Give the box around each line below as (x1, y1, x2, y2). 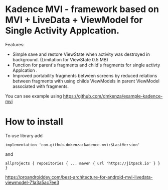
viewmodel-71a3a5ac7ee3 (5, 179, 59, 185)
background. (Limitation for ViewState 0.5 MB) (12, 56, 109, 62)
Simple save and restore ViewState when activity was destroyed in (12, 51, 150, 57)
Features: (5, 41, 25, 47)
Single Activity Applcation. (5, 25, 119, 36)
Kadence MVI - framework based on (5, 4, 159, 15)
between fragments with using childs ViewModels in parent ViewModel (12, 78, 159, 84)
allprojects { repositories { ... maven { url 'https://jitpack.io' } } (5, 161, 160, 166)
